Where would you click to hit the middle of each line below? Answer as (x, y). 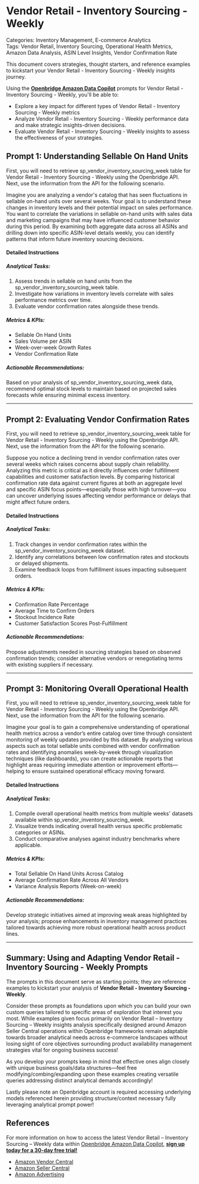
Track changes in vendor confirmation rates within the (81, 544)
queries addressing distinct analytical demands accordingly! (79, 1080)
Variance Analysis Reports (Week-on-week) (68, 886)
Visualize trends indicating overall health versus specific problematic (98, 826)
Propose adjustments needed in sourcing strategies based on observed (93, 652)
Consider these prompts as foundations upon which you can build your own (99, 1006)
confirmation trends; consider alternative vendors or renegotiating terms (94, 658)
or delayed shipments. (42, 563)
